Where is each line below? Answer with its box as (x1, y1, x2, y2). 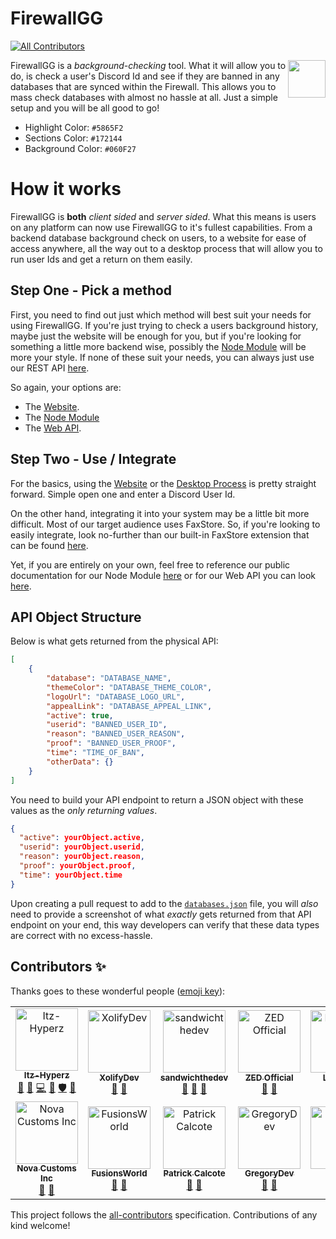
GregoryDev (244, 1168, 295, 1179)
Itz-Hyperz (23, 1070, 70, 1081)
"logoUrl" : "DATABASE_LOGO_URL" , (46, 692, 186, 702)
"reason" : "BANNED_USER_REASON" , (46, 729, 186, 739)
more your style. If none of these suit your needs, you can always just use (10, 351, 315, 363)
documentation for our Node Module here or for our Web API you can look (10, 569, 317, 581)
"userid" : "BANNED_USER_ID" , (46, 720, 168, 730)
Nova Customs (16, 1163, 77, 1174)
